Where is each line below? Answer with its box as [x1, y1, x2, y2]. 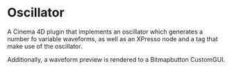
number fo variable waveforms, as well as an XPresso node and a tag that [7, 34, 218, 43]
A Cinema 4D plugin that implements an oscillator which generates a [7, 27, 204, 36]
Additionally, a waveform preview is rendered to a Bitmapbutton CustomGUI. [7, 55, 226, 63]
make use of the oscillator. [7, 42, 83, 50]
